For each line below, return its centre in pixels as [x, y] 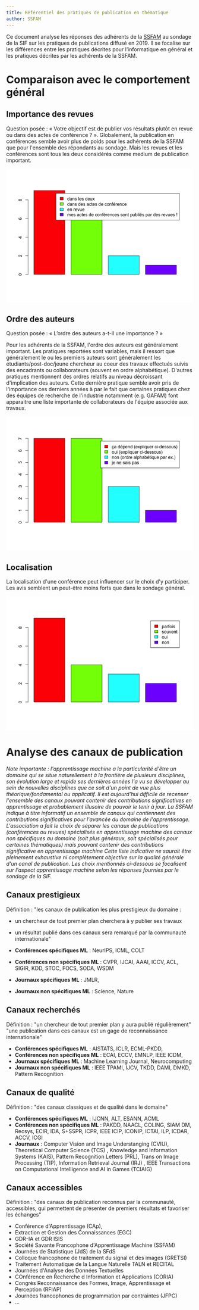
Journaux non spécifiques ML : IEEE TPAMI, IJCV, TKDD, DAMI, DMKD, [102, 1067]
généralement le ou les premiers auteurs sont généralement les [84, 358]
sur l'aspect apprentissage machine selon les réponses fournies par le [93, 870]
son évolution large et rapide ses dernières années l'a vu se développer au [98, 782]
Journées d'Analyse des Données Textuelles [69, 1271]
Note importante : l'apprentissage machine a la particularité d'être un [91, 769]
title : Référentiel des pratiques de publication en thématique [87, 13]
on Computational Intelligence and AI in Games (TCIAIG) [83, 1169]
